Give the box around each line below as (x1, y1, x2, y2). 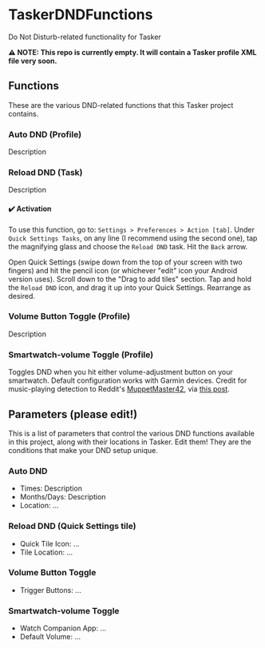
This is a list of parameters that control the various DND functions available (8, 428, 255, 438)
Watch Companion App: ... (19, 623, 106, 633)
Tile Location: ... (19, 547, 73, 557)
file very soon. (8, 56, 57, 66)
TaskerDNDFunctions (8, 6, 153, 24)
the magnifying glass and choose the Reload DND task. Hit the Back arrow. (8, 241, 248, 251)
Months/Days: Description (19, 492, 106, 502)
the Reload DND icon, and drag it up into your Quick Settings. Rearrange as (8, 282, 251, 292)
